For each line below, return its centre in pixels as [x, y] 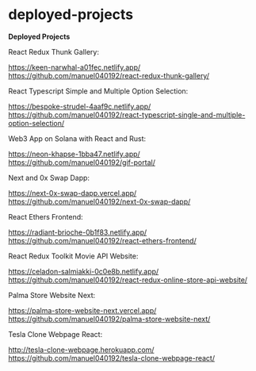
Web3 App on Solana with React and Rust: [77, 138]
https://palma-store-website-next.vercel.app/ [82, 310]
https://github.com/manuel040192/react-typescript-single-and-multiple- [127, 115]
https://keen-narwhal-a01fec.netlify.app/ [75, 67]
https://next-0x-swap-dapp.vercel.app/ [73, 193]
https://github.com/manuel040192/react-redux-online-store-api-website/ [128, 280]
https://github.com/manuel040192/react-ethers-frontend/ [102, 240]
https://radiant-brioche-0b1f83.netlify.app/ [78, 232]
